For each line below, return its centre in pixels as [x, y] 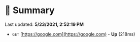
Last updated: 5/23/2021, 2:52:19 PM [44, 24]
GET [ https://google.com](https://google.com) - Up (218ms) [74, 34]
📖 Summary [30, 10]
